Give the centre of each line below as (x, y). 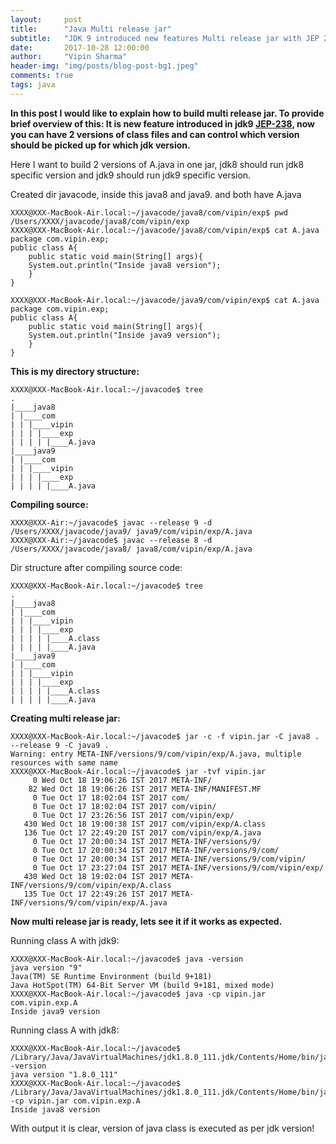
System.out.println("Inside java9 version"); (125, 335)
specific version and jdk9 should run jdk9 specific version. (131, 175)
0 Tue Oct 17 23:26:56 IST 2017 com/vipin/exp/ (133, 815)
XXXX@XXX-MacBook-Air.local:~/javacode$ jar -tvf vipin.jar (138, 771)
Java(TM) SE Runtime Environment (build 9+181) (111, 976)
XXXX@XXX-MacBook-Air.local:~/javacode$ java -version (127, 959)
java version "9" (46, 967)
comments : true (42, 76)
